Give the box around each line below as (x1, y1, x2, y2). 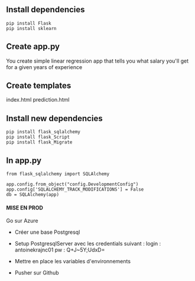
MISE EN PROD (6, 204, 43, 211)
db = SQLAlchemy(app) (6, 192, 60, 198)
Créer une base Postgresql (14, 228, 80, 236)
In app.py (6, 155, 42, 165)
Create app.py (6, 41, 60, 52)
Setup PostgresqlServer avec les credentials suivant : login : (14, 240, 161, 247)
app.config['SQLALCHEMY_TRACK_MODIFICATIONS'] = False (6, 187, 144, 192)
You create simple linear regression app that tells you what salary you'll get (6, 57, 189, 64)
